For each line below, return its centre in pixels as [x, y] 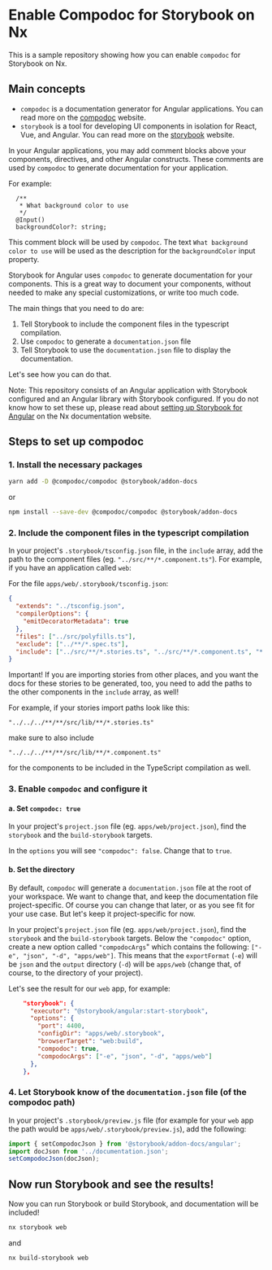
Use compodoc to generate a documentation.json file [106, 341]
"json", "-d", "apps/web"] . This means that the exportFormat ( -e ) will [140, 955]
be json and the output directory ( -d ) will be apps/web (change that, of [125, 964]
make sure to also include [52, 738]
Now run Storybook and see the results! [111, 1184]
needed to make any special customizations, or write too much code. [124, 292]
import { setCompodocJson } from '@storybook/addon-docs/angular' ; [125, 1144]
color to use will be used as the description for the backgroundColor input [132, 251]
